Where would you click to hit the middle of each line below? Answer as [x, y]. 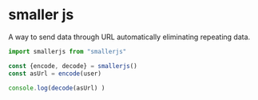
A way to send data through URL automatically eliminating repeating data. [129, 37]
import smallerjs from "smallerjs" [67, 51]
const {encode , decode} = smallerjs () [73, 66]
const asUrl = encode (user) [55, 74]
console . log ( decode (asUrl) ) [57, 88]
